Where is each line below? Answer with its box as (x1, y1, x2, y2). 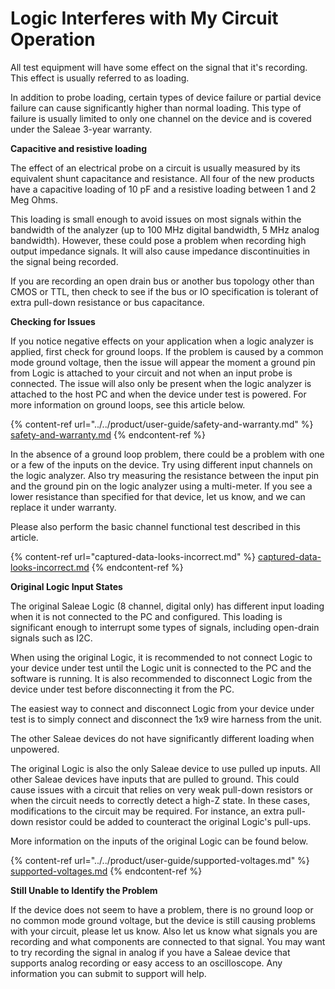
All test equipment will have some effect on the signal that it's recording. (10, 61, 308, 73)
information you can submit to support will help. (10, 967, 207, 979)
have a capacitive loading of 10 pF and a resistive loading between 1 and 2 (10, 183, 317, 195)
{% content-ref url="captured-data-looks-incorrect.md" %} (10, 550, 257, 562)
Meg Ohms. (10, 193, 59, 206)
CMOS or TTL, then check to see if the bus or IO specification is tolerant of (10, 285, 319, 297)
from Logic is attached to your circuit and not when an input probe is (10, 367, 293, 379)
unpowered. (10, 743, 60, 755)
